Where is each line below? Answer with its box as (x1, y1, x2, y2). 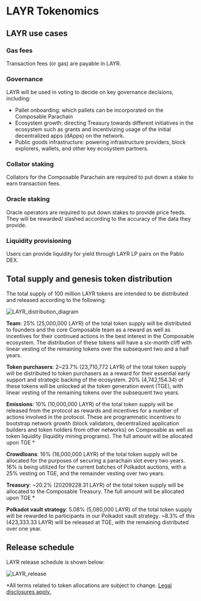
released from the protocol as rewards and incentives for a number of (6, 407, 179, 414)
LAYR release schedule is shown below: (6, 558, 105, 566)
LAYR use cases (6, 28, 68, 39)
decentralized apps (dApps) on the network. (14, 132, 125, 140)
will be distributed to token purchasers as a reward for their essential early (6, 369, 191, 377)
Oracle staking (6, 195, 50, 203)
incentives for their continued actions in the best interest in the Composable (6, 332, 194, 339)
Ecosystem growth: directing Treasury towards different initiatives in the (14, 119, 194, 127)
